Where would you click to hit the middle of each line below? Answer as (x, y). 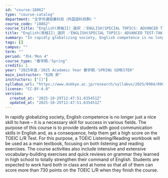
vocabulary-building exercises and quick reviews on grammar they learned (82, 154)
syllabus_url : (20, 84)
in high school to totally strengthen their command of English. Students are (82, 159)
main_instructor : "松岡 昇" (33, 75)
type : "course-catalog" (30, 14)
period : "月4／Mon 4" (27, 56)
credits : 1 (16, 65)
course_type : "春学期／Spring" (36, 61)
